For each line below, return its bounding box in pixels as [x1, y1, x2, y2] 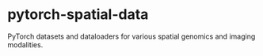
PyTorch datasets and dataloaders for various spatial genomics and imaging [7, 32, 256, 41]
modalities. [7, 39, 44, 49]
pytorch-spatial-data [7, 6, 149, 24]
